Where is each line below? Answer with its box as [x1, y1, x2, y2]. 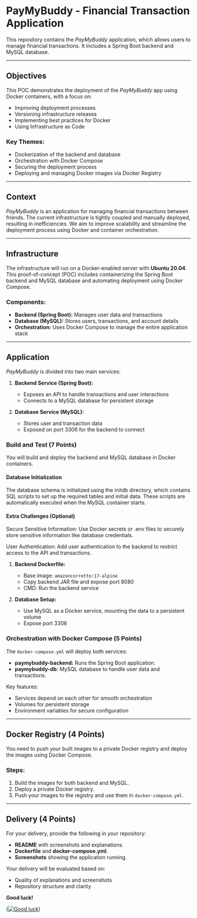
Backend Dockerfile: [14, 561, 66, 568]
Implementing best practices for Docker [14, 116, 111, 124]
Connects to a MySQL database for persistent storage [23, 397, 154, 404]
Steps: [6, 766, 25, 774]
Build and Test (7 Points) [6, 440, 77, 448]
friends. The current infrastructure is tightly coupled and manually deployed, [6, 214, 191, 221]
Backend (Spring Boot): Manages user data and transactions [14, 311, 163, 318]
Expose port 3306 [23, 620, 67, 627]
